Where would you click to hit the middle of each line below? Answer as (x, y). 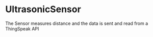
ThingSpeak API (22, 28)
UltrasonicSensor (43, 9)
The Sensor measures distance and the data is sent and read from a (77, 23)
